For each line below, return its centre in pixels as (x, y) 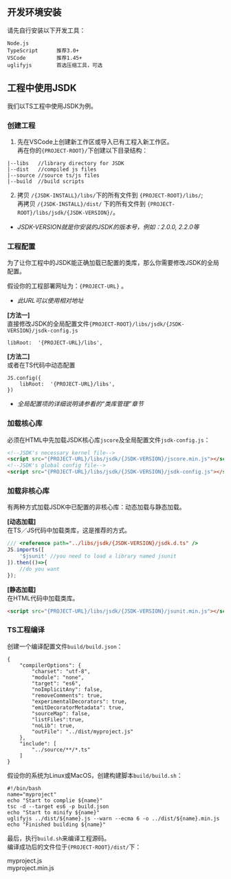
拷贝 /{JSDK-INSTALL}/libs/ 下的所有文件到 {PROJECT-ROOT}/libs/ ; (110, 195)
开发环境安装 (34, 12)
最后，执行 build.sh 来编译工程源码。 (59, 838)
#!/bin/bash (24, 788)
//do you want (40, 569)
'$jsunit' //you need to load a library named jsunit (98, 556)
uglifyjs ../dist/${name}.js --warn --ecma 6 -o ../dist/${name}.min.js (113, 818)
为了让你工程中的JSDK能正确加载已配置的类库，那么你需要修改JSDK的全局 (113, 263)
